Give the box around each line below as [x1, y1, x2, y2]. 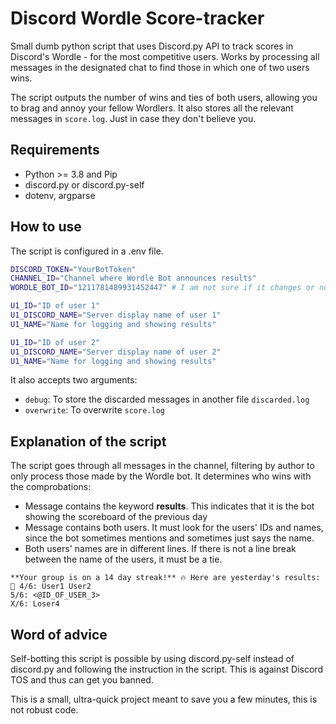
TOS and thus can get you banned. [10, 674, 154, 686]
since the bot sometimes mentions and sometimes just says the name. [24, 532, 315, 544]
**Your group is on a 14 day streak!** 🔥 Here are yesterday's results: [10, 573, 321, 583]
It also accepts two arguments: [10, 374, 138, 386]
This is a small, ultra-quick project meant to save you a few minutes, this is [10, 693, 318, 706]
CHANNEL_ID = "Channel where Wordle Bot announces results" [10, 273, 257, 284]
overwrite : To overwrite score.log [24, 404, 165, 416]
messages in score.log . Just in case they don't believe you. [10, 112, 257, 124]
